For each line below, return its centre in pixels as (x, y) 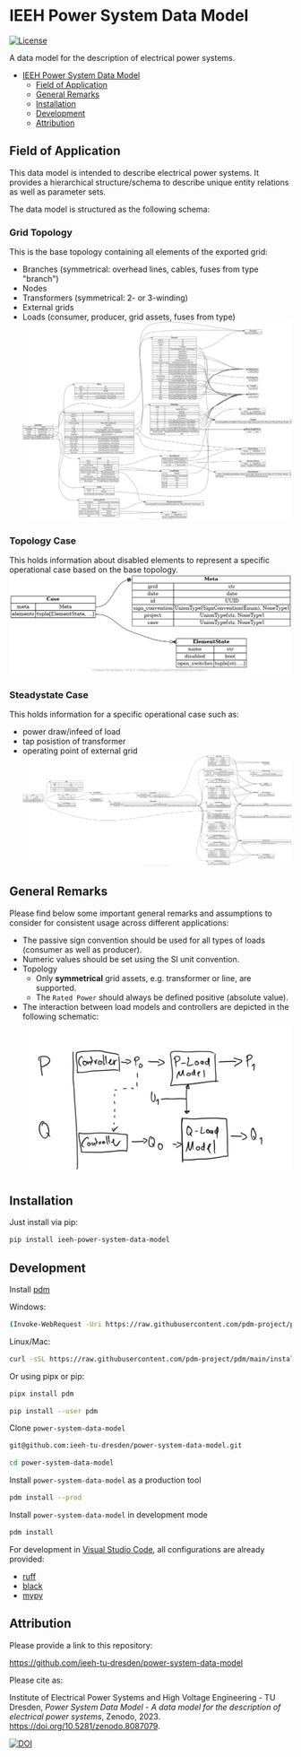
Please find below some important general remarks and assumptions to (141, 913)
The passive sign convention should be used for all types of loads (144, 940)
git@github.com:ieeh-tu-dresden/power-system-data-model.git (126, 1446)
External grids (48, 308)
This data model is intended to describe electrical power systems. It (134, 172)
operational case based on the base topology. (94, 570)
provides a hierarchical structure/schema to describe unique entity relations (149, 182)
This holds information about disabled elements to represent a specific (140, 561)
